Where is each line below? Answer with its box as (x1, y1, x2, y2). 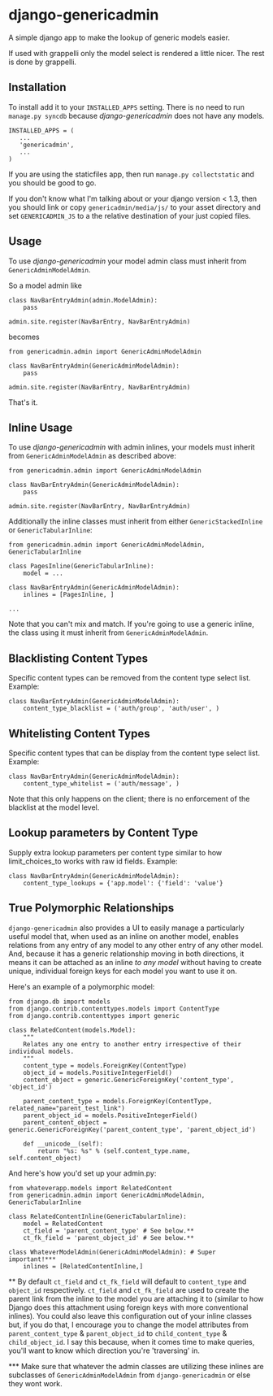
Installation (8, 80, 67, 94)
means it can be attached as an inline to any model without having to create (8, 957, 262, 967)
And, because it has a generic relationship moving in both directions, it (8, 949, 245, 959)
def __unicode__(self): (23, 1140, 104, 1148)
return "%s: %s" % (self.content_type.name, (37, 1146, 191, 1155)
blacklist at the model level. (8, 802, 100, 812)
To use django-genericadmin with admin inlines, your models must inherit (8, 442, 255, 452)
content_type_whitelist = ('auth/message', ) (23, 780, 180, 788)
